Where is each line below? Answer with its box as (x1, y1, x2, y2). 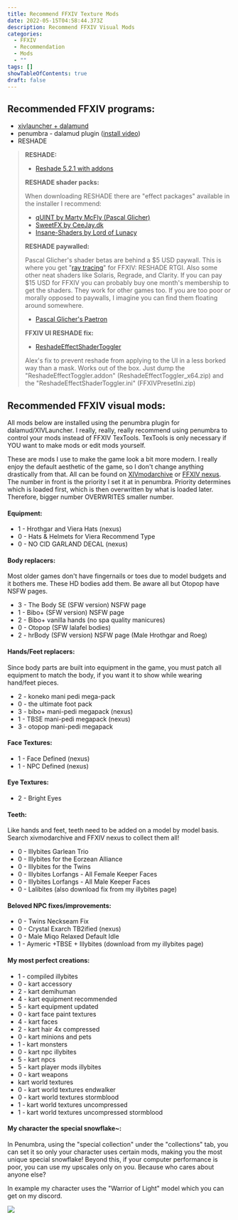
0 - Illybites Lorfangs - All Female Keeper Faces (17, 870, 158, 879)
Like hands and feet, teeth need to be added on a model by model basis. (7, 826, 219, 835)
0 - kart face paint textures (17, 1010, 97, 1018)
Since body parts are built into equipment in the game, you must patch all (7, 663, 222, 672)
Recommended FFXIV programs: (7, 102, 155, 114)
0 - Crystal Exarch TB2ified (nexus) (17, 925, 121, 933)
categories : (7, 30, 43, 38)
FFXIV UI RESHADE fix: (24, 328, 94, 338)
